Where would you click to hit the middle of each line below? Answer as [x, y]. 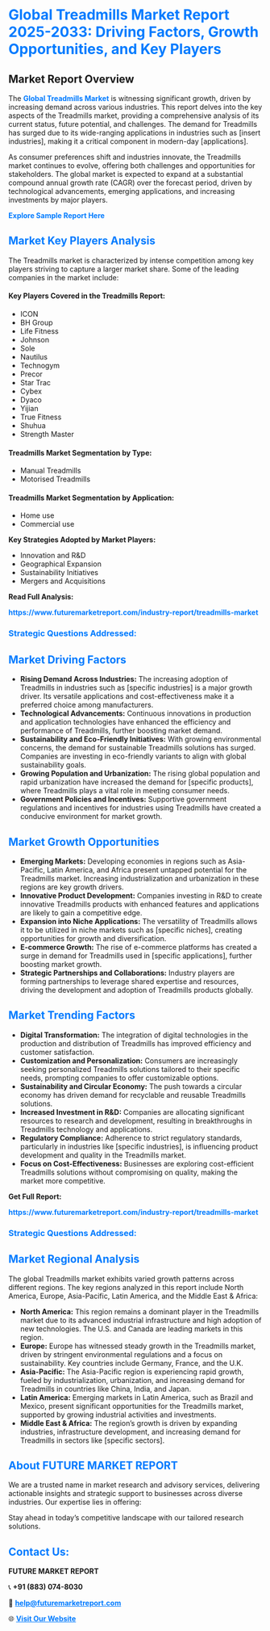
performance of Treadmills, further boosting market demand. [121, 731]
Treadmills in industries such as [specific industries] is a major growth [136, 687]
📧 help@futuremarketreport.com [65, 1603]
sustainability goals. [53, 765]
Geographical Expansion [61, 564]
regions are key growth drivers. [72, 887]
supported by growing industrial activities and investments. [118, 1415]
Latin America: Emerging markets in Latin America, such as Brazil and [137, 1397]
